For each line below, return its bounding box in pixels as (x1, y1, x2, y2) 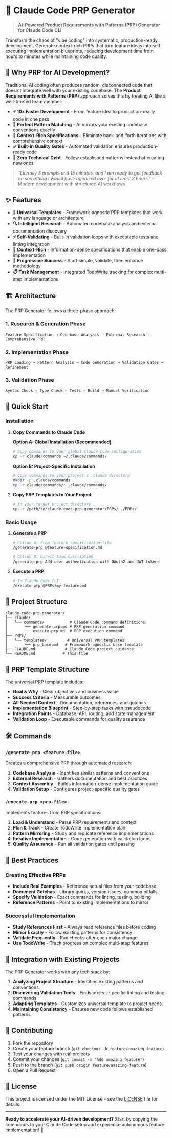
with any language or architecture (12, 215, 84, 221)
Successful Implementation (5, 912, 76, 919)
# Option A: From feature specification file (12, 540, 112, 546)
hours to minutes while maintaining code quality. (5, 53, 107, 60)
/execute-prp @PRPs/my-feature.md (12, 583, 87, 588)
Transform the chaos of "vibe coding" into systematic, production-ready (5, 37, 158, 43)
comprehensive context (12, 138, 63, 144)
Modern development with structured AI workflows (17, 181, 125, 187)
